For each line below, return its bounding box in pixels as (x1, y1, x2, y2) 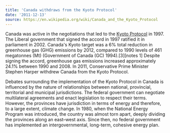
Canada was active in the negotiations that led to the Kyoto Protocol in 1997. (5, 31, 164, 37)
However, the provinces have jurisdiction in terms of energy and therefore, (5, 100, 161, 107)
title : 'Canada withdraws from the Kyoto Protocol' (5, 7, 117, 13)
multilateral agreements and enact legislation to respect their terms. (5, 95, 147, 101)
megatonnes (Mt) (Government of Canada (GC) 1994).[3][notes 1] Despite (5, 52, 160, 59)
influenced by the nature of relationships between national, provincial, (5, 84, 152, 90)
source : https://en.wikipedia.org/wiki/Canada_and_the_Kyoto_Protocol (5, 17, 158, 22)
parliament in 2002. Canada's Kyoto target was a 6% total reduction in (5, 42, 153, 48)
